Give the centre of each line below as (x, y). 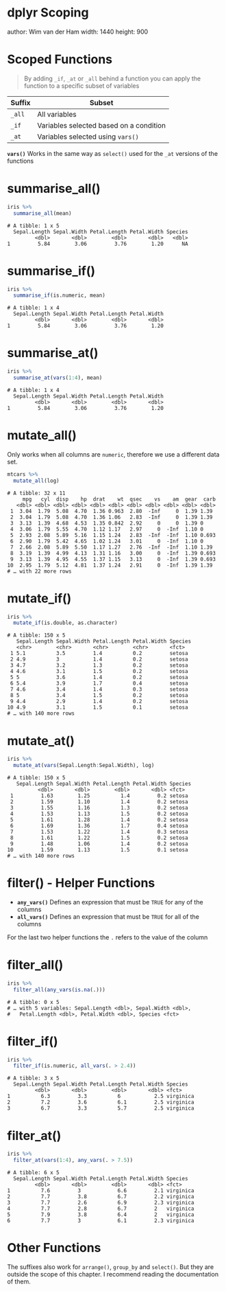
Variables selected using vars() (88, 137)
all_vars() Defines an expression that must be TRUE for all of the (108, 916)
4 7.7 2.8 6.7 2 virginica (101, 1209)
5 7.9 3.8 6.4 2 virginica (101, 1215)
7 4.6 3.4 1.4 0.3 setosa (99, 689)
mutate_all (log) (36, 481)
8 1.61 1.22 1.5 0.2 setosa (99, 838)
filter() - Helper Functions (81, 883)
